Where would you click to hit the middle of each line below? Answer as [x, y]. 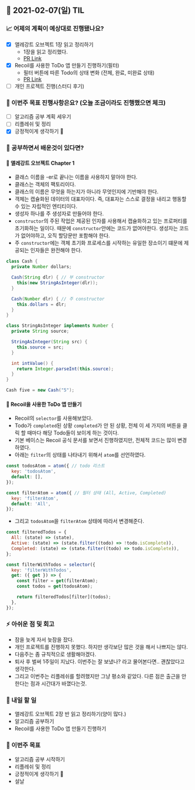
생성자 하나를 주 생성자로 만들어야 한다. [59, 214]
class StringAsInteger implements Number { [60, 326]
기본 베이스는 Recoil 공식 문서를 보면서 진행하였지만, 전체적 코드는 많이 [95, 440]
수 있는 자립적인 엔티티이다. [46, 206]
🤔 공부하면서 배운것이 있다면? [45, 148]
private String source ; [40, 331]
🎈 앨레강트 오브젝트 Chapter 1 [40, 163]
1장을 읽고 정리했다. [46, 52]
